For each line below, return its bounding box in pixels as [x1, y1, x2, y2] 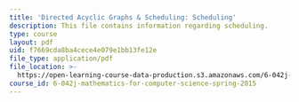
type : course [9, 29, 58, 38]
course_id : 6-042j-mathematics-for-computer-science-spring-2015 [9, 79, 256, 88]
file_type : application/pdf [9, 54, 114, 63]
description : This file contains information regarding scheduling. [9, 21, 269, 30]
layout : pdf [9, 37, 53, 47]
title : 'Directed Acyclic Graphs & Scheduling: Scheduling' [9, 12, 238, 22]
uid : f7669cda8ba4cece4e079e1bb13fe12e [9, 46, 158, 55]
